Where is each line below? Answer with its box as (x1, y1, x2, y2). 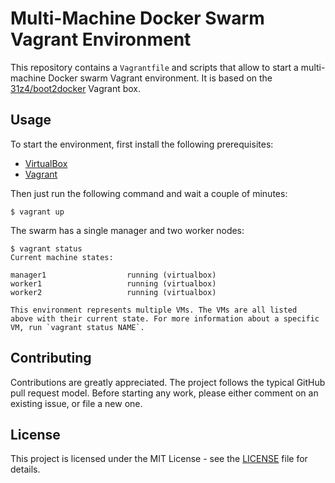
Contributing (10, 350, 92, 367)
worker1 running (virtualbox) (10, 278, 217, 289)
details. (10, 463, 41, 476)
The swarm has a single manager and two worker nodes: (10, 224, 245, 236)
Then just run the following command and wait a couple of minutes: (10, 187, 288, 199)
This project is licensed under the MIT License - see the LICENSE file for (10, 453, 308, 465)
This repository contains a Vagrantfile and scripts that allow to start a (10, 61, 299, 73)
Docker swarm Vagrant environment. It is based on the (48, 72, 273, 84)
